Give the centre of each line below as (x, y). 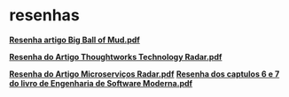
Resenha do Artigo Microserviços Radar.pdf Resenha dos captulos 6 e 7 (144, 74)
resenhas (44, 15)
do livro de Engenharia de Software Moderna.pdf (101, 83)
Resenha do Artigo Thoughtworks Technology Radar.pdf (116, 56)
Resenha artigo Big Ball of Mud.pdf (74, 40)
